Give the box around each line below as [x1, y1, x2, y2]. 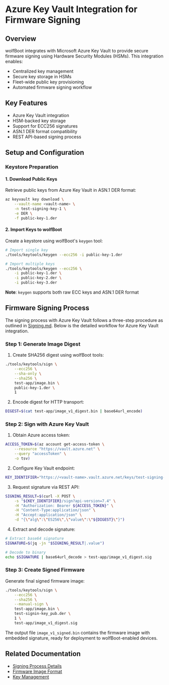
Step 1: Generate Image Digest [5, 340, 80, 348]
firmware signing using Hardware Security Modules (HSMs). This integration [5, 53, 163, 59]
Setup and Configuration [5, 148, 84, 157]
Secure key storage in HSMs [12, 74, 72, 79]
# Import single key [5, 247, 49, 253]
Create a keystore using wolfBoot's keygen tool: [5, 238, 103, 244]
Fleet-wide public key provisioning [12, 79, 84, 85]
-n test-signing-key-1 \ [14, 206, 66, 211]
